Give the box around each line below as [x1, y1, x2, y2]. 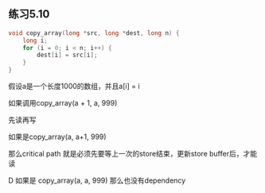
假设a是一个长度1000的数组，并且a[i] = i [8, 82, 141, 91]
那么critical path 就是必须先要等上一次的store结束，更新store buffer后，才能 [8, 149, 257, 159]
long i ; [22, 37, 48, 44]
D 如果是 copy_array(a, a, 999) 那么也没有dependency [8, 176, 186, 185]
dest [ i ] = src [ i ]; [37, 51, 98, 60]
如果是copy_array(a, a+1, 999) [8, 132, 107, 141]
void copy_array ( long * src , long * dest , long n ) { [8, 29, 180, 37]
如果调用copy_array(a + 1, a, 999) [8, 98, 118, 108]
